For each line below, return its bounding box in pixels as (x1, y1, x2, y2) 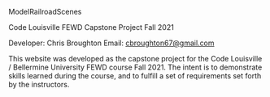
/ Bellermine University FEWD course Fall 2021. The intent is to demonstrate (8, 62, 263, 72)
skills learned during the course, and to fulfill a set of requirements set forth (8, 71, 262, 80)
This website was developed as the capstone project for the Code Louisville (8, 54, 263, 63)
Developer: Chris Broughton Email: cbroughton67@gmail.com (8, 38, 215, 48)
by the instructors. (8, 80, 70, 89)
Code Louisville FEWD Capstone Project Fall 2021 (8, 23, 175, 32)
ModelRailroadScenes (8, 7, 82, 16)
